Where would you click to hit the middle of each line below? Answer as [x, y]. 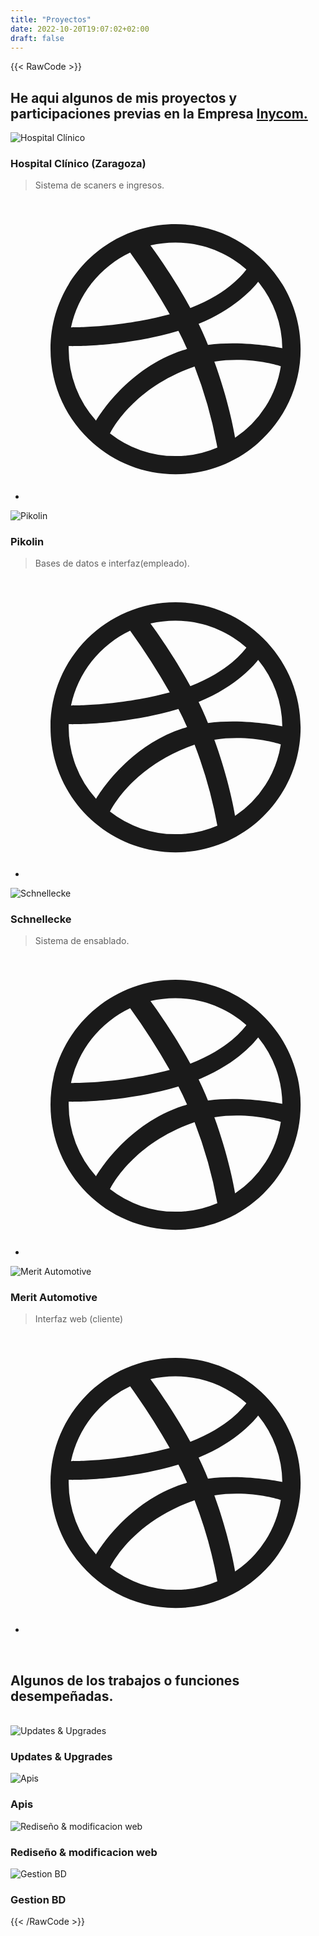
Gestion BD [38, 1899]
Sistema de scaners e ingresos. [99, 185]
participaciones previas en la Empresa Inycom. [159, 113]
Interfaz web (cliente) [79, 1318]
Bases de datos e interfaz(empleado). [112, 563]
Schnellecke [41, 919]
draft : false [37, 38]
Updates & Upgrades [61, 1756]
